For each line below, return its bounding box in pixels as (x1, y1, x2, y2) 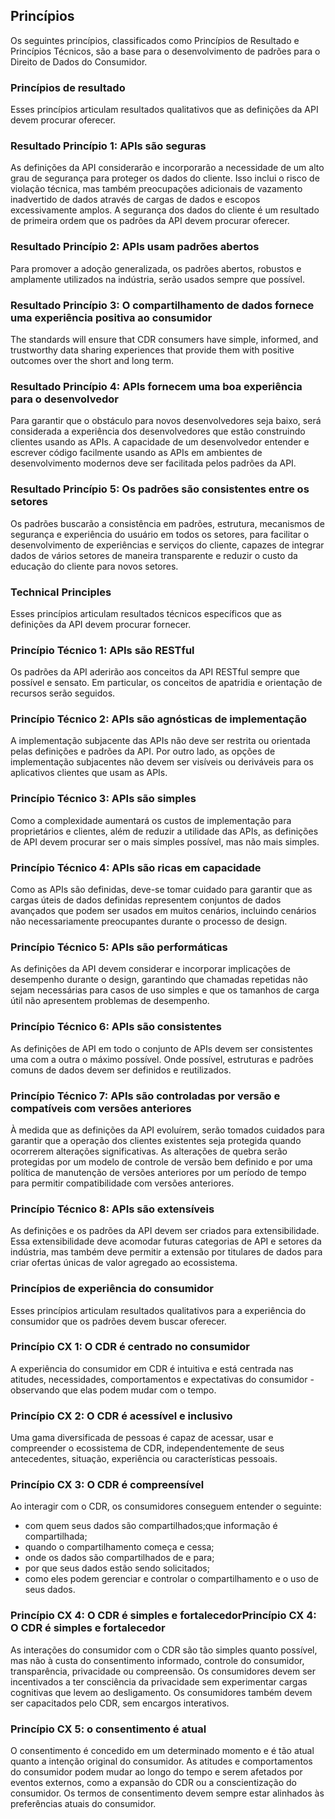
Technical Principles (10, 585, 112, 599)
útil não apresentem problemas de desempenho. (10, 995, 210, 1007)
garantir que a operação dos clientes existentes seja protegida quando (10, 1134, 302, 1146)
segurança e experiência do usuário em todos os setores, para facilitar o (10, 528, 310, 540)
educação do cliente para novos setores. (10, 560, 179, 572)
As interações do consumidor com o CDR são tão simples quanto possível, (10, 1644, 318, 1656)
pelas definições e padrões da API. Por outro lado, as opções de (10, 745, 276, 758)
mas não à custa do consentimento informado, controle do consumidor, (10, 1654, 305, 1666)
